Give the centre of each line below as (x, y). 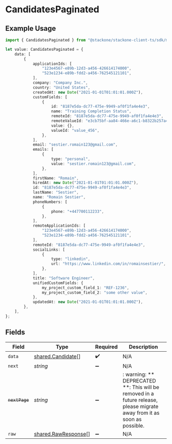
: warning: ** (138, 374)
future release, (140, 400)
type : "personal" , (71, 159)
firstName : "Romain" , (56, 178)
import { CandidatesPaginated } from (46, 40)
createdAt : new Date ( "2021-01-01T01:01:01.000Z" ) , (88, 92)
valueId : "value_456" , (75, 130)
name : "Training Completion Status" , (91, 111)
